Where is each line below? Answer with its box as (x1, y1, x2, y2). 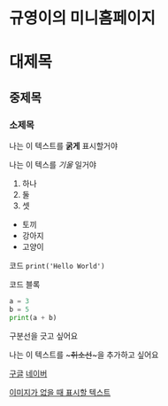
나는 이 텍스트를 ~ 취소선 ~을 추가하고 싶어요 (9, 349, 159, 360)
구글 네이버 (9, 368, 48, 379)
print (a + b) (9, 313, 57, 322)
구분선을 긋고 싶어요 (9, 330, 78, 341)
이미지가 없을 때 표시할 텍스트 (9, 386, 111, 397)
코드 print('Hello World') (9, 261, 105, 271)
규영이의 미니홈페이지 (9, 8, 157, 28)
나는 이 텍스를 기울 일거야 (9, 160, 97, 170)
